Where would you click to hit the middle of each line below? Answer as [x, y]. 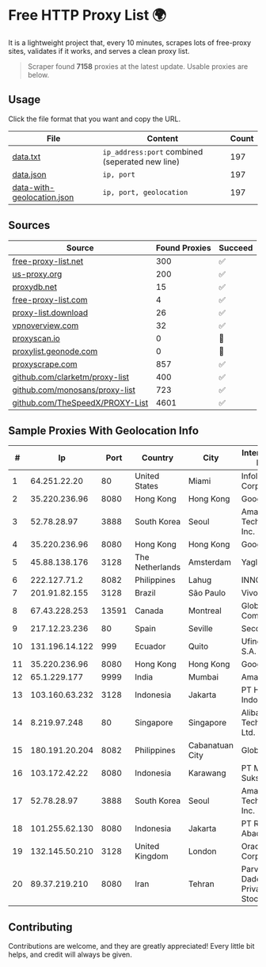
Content [163, 138]
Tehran [201, 884]
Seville [201, 629]
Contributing [40, 927]
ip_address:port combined [153, 151]
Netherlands [157, 567]
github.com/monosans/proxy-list [74, 390]
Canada [149, 611]
